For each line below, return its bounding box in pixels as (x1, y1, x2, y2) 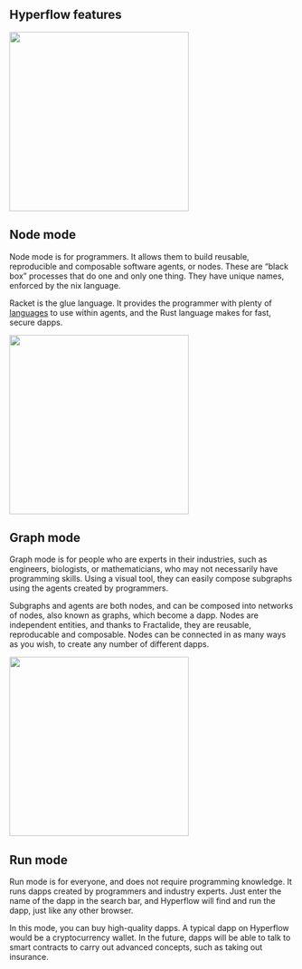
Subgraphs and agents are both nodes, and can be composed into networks (9, 601, 294, 612)
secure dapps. (9, 317, 63, 328)
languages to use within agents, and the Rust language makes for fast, (9, 307, 271, 318)
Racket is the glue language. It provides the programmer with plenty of (9, 298, 273, 309)
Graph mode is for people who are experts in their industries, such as (9, 554, 268, 565)
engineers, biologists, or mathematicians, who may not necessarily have (9, 564, 278, 575)
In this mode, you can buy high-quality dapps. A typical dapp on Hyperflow (9, 923, 289, 934)
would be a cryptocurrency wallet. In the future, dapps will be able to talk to (9, 932, 291, 944)
